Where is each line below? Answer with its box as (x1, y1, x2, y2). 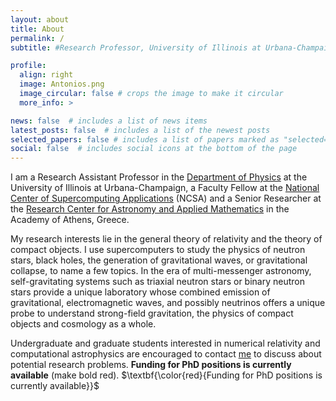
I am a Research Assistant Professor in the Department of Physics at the (10, 171, 308, 183)
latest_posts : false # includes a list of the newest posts (10, 125, 271, 135)
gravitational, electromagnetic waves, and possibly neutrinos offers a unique (10, 297, 326, 309)
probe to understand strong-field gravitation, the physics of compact (10, 307, 294, 320)
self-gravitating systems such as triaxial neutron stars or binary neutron (10, 276, 306, 288)
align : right (19, 70, 74, 80)
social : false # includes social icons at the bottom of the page (10, 144, 298, 154)
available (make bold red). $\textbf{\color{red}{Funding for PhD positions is (10, 369, 323, 381)
